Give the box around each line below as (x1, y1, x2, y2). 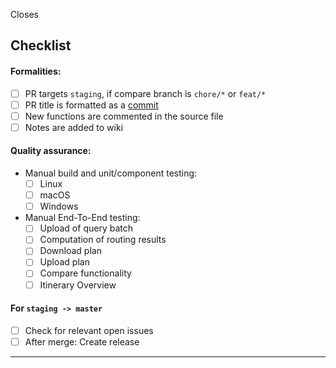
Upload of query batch (39, 222, 133, 234)
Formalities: (10, 65, 62, 77)
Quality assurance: (10, 145, 92, 157)
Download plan (39, 245, 102, 257)
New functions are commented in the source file (24, 110, 224, 122)
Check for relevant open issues (24, 324, 154, 336)
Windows (39, 200, 79, 213)
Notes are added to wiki (24, 121, 124, 133)
